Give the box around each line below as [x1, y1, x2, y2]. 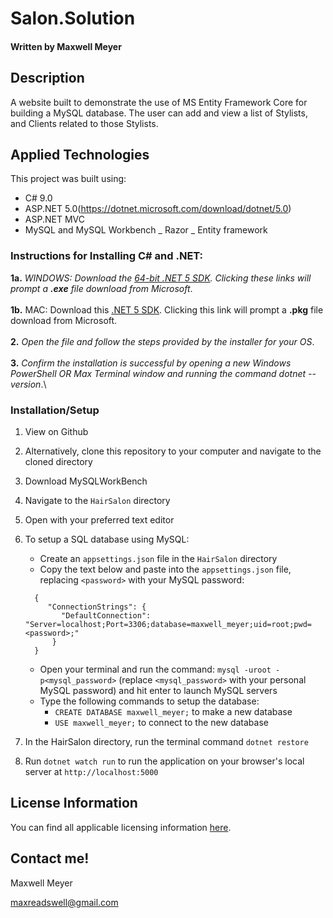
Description [10, 70, 85, 87]
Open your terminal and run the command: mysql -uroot [39, 663, 272, 675]
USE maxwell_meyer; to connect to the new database [54, 717, 269, 728]
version [10, 378, 42, 390]
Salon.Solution [10, 7, 136, 30]
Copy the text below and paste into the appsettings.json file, [39, 563, 292, 575]
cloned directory [24, 456, 93, 467]
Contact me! [10, 850, 90, 867]
